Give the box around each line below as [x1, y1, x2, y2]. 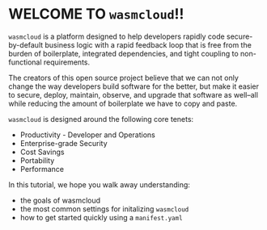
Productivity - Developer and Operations [19, 130, 156, 140]
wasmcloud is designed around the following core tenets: [8, 114, 194, 123]
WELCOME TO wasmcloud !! [8, 5, 184, 23]
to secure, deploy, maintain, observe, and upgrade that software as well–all [8, 90, 259, 99]
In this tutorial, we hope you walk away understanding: [8, 179, 190, 190]
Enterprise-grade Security [19, 138, 108, 148]
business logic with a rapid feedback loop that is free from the [44, 40, 252, 49]
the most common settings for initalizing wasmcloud [19, 203, 189, 214]
